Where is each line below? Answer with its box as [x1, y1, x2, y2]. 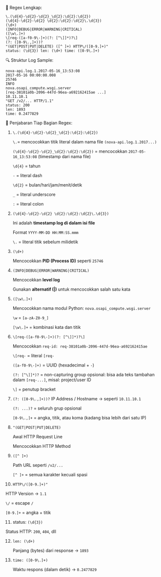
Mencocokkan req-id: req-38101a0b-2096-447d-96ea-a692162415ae [12, 343, 148, 349]
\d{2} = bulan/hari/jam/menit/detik [12, 182, 82, 188]
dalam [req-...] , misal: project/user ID [12, 377, 92, 383]
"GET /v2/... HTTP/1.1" [5, 98, 54, 103]
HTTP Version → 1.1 [5, 491, 47, 496]
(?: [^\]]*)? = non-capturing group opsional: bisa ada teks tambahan [12, 372, 155, 377]
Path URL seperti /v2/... [12, 462, 63, 468]
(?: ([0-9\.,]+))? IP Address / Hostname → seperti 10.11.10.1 [12, 396, 141, 401]
